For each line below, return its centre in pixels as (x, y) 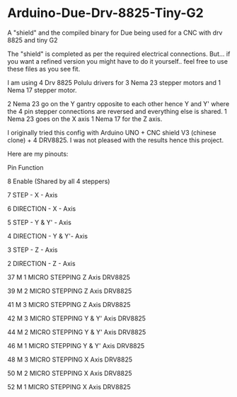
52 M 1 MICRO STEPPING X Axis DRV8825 (69, 386)
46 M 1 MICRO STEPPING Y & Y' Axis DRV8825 (76, 345)
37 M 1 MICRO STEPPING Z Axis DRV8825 (69, 277)
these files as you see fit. (44, 69)
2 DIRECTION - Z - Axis (41, 263)
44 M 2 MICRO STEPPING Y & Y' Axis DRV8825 (77, 332)
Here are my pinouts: (38, 154)
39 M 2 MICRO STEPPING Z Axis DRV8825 (70, 291)
